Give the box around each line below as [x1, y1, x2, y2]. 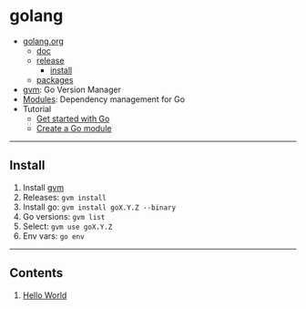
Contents [9, 265, 64, 281]
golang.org [22, 36, 64, 46]
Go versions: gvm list [22, 211, 106, 221]
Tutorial [22, 103, 52, 114]
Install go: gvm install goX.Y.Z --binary [22, 201, 176, 212]
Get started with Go [36, 113, 110, 124]
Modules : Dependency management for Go [22, 93, 185, 105]
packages [36, 74, 74, 85]
